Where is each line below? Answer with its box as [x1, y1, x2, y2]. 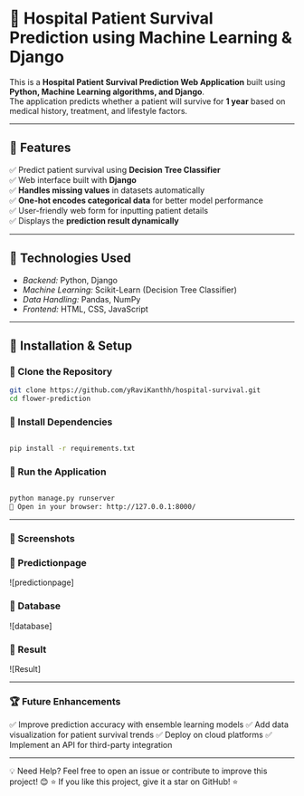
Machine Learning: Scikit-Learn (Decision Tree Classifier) [22, 284, 237, 295]
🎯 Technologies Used [9, 251, 131, 266]
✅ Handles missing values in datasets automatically [9, 185, 205, 196]
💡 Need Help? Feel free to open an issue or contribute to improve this [9, 765, 268, 777]
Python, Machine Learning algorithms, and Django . [9, 86, 205, 97]
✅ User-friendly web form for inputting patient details [9, 205, 209, 216]
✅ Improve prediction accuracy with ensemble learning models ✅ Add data [9, 719, 290, 730]
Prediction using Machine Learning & [9, 27, 292, 48]
